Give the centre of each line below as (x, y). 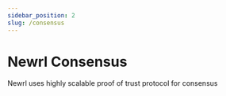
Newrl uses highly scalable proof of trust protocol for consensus (113, 83)
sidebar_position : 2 (42, 15)
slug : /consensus (36, 23)
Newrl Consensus (67, 62)
